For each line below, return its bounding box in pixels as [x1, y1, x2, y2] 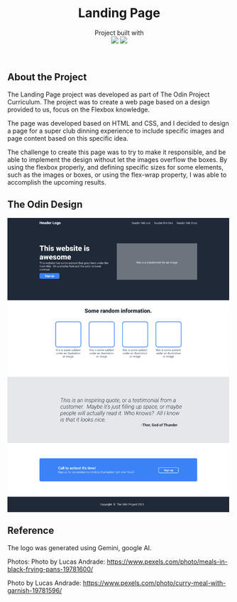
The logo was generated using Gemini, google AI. [7, 543, 152, 552]
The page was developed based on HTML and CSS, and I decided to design [7, 119, 229, 127]
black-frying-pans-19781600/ [7, 564, 94, 573]
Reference [7, 525, 55, 537]
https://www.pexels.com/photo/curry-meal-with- [82, 579, 226, 587]
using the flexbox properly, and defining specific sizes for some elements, [7, 163, 224, 171]
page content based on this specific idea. [7, 133, 129, 143]
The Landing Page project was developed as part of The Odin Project [7, 90, 210, 99]
